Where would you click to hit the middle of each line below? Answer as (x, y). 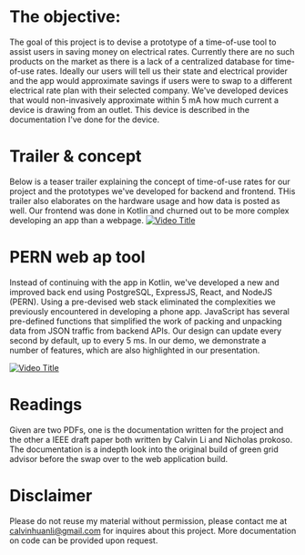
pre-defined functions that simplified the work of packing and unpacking (146, 321)
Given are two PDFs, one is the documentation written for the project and (147, 429)
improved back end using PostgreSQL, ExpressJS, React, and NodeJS (141, 292)
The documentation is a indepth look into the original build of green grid (144, 449)
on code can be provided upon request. (84, 540)
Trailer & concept (76, 156)
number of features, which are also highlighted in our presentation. (135, 350)
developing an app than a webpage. (76, 220)
